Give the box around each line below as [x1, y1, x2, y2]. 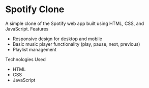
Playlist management [12, 46, 57, 52]
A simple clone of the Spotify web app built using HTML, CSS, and [5, 20, 144, 26]
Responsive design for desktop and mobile [12, 36, 103, 42]
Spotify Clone [5, 4, 65, 15]
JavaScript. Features [5, 25, 49, 32]
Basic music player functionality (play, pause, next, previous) [12, 41, 140, 47]
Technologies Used [5, 56, 46, 62]
